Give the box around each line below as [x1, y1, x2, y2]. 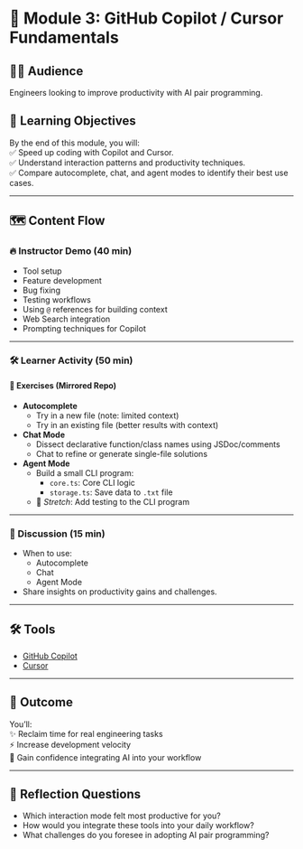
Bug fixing [22, 285, 61, 295]
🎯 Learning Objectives [9, 113, 137, 129]
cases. [9, 177, 34, 188]
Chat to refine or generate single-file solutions [35, 448, 208, 459]
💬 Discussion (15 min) [9, 527, 106, 540]
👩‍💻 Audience [9, 63, 84, 79]
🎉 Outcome [9, 695, 74, 710]
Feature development [22, 275, 102, 285]
